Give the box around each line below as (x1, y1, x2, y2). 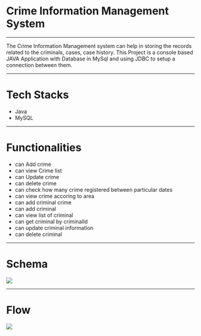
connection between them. (6, 61, 73, 68)
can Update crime (14, 173, 60, 180)
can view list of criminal (14, 211, 74, 219)
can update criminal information (14, 224, 94, 231)
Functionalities (6, 141, 82, 155)
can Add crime (14, 161, 51, 168)
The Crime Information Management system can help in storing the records (6, 42, 192, 49)
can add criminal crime (14, 199, 72, 206)
